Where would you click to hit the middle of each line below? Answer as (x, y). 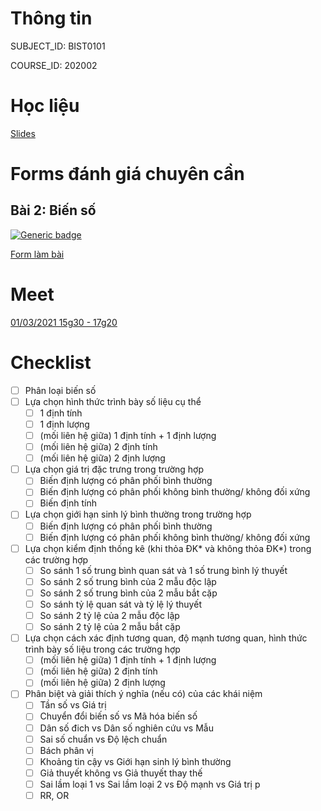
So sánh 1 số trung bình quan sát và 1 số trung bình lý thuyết (163, 570)
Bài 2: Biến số (53, 210)
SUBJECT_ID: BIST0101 (58, 46)
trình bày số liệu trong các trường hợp (102, 649)
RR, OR (54, 795)
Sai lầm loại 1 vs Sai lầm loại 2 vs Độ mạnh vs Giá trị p (150, 784)
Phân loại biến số (60, 390)
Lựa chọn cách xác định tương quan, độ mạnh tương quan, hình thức (166, 638)
